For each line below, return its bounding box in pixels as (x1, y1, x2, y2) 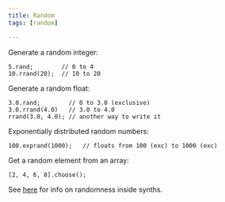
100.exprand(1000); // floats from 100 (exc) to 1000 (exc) (8, 141, 218, 150)
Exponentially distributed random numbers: (8, 126, 149, 136)
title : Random (8, 11, 55, 20)
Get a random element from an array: (8, 155, 129, 165)
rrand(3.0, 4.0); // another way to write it (8, 112, 161, 121)
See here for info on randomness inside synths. (8, 185, 163, 194)
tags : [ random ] (8, 19, 59, 27)
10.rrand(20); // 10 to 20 (8, 69, 101, 77)
